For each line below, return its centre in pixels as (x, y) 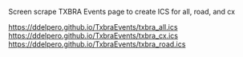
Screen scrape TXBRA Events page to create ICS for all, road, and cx (121, 12)
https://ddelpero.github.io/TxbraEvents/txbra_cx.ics (93, 36)
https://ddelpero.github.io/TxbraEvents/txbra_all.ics (93, 27)
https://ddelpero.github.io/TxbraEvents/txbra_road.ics (97, 44)
